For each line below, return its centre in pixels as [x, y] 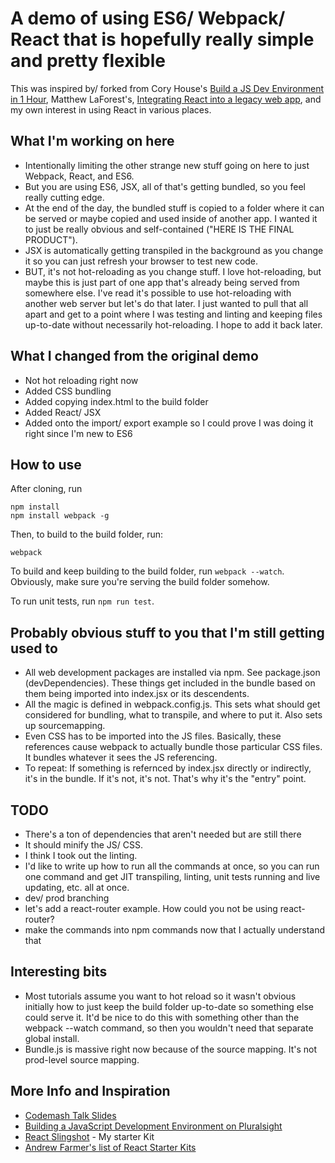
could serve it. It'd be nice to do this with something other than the [162, 1017]
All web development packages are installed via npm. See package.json [172, 673]
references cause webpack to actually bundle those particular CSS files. [173, 747]
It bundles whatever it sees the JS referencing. [121, 758]
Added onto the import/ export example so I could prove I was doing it [169, 423]
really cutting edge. [64, 197]
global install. [52, 1038]
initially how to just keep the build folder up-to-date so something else [169, 1006]
